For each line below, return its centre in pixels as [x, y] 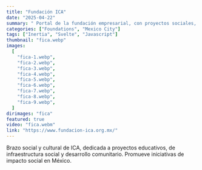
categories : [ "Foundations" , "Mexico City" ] [63, 29]
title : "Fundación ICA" [36, 12]
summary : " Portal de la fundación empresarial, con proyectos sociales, [102, 23]
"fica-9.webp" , [36, 102]
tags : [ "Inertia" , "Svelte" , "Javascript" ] [62, 35]
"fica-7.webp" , [36, 91]
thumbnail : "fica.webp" [36, 40]
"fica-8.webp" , [36, 97]
